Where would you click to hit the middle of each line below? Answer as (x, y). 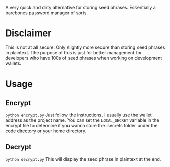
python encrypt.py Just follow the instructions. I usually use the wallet (79, 115)
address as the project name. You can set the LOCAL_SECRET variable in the (82, 120)
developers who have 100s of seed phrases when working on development (84, 58)
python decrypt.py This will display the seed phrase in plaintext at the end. (83, 159)
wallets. (13, 63)
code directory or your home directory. (46, 131)
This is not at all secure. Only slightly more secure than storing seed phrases (85, 47)
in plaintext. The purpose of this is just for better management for (74, 52)
